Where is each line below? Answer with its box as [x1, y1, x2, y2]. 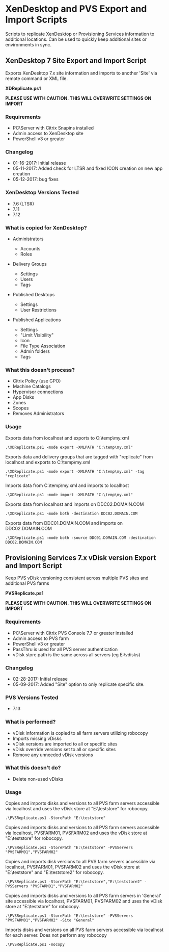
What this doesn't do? [5, 764, 61, 771]
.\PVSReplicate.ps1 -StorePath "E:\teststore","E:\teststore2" [5, 879, 143, 885]
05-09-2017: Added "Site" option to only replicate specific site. [12, 681, 145, 687]
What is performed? [5, 718, 56, 726]
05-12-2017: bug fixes [12, 176, 59, 183]
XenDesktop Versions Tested [5, 189, 79, 196]
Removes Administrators [12, 410, 65, 417]
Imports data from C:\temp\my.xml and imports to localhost [5, 482, 129, 488]
